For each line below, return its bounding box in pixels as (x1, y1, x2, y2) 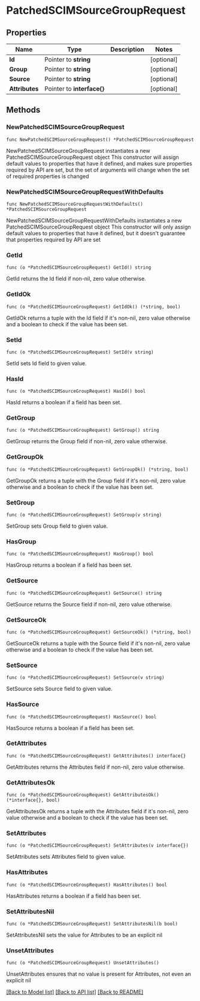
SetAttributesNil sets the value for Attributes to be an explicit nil (6, 931, 163, 939)
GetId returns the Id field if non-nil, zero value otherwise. (6, 275, 147, 282)
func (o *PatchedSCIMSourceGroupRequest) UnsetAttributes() (6, 960, 160, 966)
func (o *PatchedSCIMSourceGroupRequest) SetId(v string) (6, 349, 154, 355)
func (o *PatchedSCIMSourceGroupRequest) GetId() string (6, 264, 151, 270)
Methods (6, 105, 41, 115)
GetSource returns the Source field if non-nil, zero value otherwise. (6, 600, 172, 608)
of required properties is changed (6, 172, 89, 180)
